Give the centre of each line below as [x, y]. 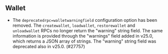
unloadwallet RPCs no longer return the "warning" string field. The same [88, 30]
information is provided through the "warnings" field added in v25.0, [83, 36]
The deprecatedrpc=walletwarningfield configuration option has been [85, 20]
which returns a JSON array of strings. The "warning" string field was [84, 41]
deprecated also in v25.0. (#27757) [49, 46]
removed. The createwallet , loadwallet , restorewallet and [74, 25]
